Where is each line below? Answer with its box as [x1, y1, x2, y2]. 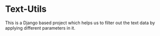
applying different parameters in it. [5, 25, 76, 31]
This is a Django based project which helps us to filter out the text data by [5, 20, 156, 26]
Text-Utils [5, 3, 47, 15]
